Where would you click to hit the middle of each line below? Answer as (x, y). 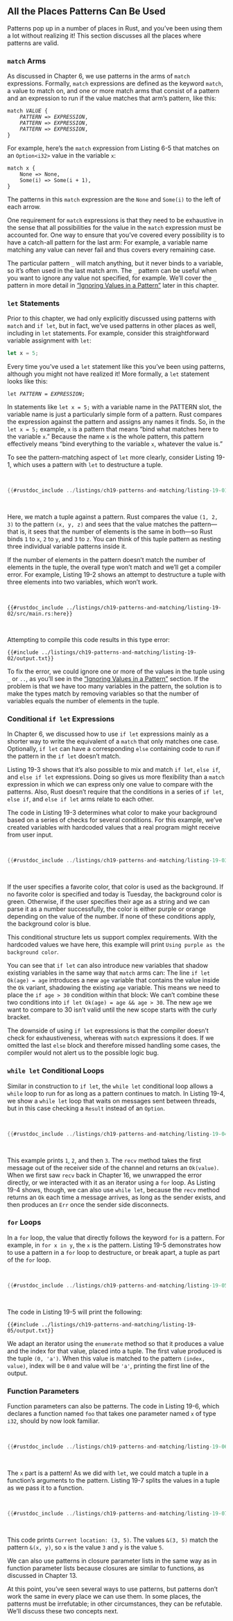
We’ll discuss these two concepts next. (63, 1611)
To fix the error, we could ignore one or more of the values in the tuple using (116, 672)
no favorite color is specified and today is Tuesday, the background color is (115, 894)
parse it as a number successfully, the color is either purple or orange (107, 909)
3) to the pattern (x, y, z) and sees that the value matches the (98, 525)
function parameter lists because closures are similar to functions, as (106, 1568)
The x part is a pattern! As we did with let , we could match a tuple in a (108, 1473)
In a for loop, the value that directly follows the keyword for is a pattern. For (116, 1237)
